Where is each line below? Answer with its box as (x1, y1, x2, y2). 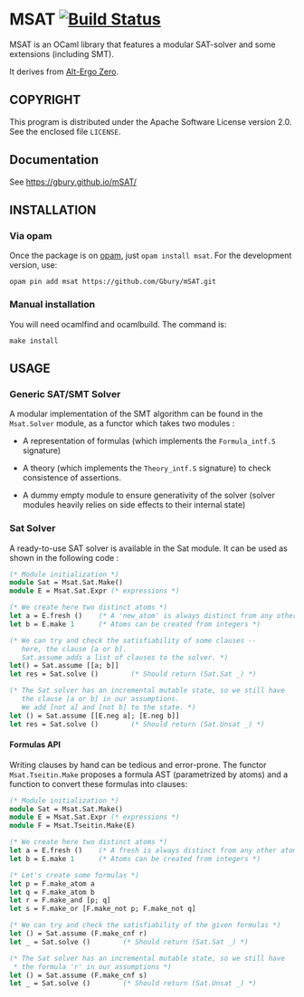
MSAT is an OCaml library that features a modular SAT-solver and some (9, 39, 276, 50)
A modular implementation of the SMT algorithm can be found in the (9, 408, 264, 420)
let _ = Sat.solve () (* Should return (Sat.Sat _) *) (9, 937, 249, 946)
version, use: (9, 260, 58, 271)
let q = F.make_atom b (9, 888, 95, 897)
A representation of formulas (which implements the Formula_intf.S (22, 435, 276, 447)
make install (9, 336, 59, 346)
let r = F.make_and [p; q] (9, 896, 111, 905)
